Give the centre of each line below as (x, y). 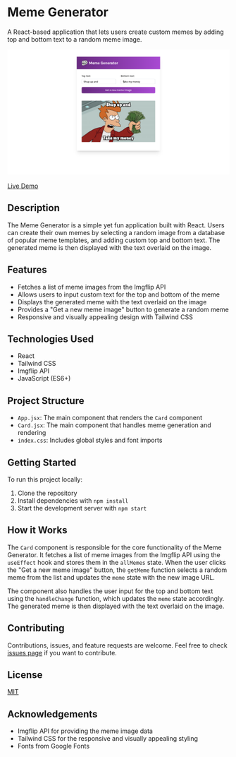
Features (27, 270)
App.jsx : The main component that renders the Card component (110, 418)
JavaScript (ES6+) (44, 378)
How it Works (37, 530)
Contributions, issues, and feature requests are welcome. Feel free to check (117, 645)
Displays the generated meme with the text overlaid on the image (112, 302)
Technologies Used (50, 339)
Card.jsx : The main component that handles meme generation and (114, 425)
